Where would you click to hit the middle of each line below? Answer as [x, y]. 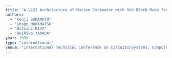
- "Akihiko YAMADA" [31, 33]
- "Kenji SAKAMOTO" [31, 19]
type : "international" [29, 43]
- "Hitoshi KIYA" [28, 29]
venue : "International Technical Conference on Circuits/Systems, [78, 47]
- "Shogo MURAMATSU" [32, 24]
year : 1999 [17, 38]
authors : [15, 15]
